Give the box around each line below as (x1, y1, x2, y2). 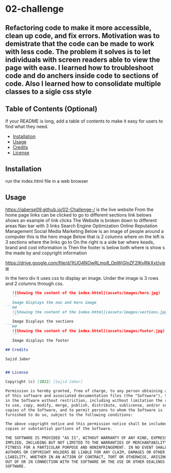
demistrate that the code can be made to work (5, 39, 154, 48)
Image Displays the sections (12, 319, 74, 324)
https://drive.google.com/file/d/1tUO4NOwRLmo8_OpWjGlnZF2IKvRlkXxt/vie (5, 260, 165, 266)
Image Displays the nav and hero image (12, 300, 97, 305)
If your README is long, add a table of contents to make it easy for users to (5, 118, 163, 124)
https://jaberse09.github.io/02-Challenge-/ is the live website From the (5, 206, 154, 212)
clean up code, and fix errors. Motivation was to (5, 31, 160, 40)
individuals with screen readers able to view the (5, 55, 160, 64)
